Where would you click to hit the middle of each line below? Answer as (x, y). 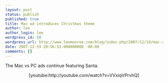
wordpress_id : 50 (23, 38)
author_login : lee (24, 33)
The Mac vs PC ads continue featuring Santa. (52, 66)
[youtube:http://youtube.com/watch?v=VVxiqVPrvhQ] (84, 75)
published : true (22, 19)
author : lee (17, 28)
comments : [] (19, 51)
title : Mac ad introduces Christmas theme (50, 24)
